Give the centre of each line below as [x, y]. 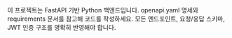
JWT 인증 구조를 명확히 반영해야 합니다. [62, 27]
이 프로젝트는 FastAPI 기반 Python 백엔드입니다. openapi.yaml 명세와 [103, 10]
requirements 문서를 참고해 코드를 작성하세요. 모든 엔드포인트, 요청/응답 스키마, [116, 19]
